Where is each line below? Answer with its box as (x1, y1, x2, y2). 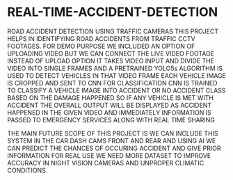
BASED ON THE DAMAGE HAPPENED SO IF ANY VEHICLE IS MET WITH (7, 93, 214, 101)
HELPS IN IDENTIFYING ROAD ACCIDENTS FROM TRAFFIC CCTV (7, 34, 196, 42)
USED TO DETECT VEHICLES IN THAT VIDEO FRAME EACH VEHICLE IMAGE (7, 71, 226, 80)
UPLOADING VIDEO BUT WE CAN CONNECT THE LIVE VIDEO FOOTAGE (7, 49, 214, 58)
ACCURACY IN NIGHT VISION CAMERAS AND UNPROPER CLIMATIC (7, 158, 204, 167)
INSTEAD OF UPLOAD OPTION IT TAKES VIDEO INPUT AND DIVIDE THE (7, 56, 214, 65)
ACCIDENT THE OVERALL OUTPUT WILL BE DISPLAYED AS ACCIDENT (7, 101, 212, 109)
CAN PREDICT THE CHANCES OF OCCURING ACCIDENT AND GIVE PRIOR (7, 144, 221, 152)
